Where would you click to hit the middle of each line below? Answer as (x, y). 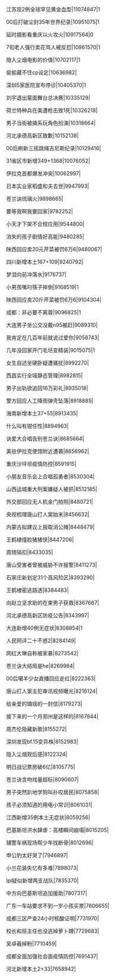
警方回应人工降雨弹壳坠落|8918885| (50, 401)
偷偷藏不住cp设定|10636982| (41, 72)
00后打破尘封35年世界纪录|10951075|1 (53, 22)
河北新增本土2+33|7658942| (41, 969)
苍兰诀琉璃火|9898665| (35, 199)
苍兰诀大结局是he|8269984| (41, 666)
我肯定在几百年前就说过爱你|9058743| (53, 337)
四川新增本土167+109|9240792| (45, 262)
